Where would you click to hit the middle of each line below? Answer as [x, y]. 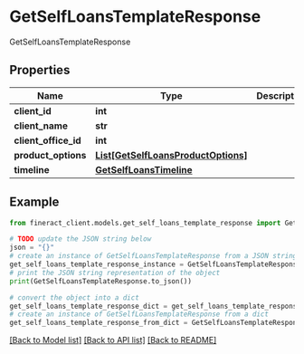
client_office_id [47, 140]
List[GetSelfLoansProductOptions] [171, 155]
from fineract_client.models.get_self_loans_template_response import [145, 223]
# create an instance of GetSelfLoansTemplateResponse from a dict [139, 314]
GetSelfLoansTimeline [143, 169]
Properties [40, 70]
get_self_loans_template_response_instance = [96, 264]
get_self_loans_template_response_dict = [89, 306]
